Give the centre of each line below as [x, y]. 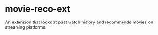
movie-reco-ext [38, 9]
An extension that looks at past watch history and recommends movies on [79, 22]
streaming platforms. [26, 27]
